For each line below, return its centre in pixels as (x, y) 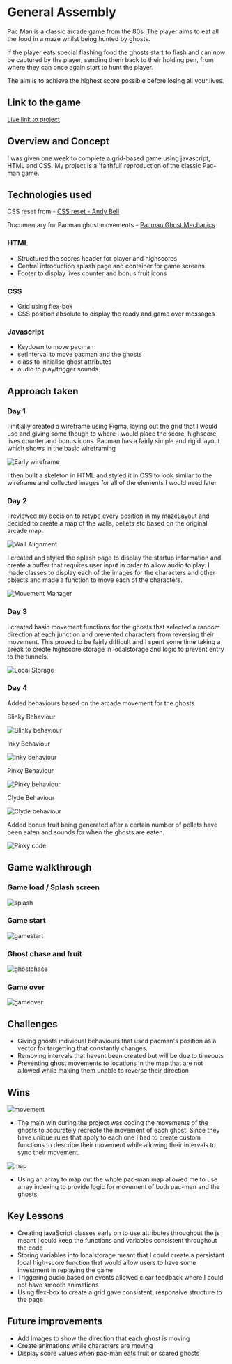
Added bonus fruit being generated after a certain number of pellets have (113, 825)
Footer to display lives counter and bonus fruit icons (92, 273)
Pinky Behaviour (31, 770)
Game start (27, 921)
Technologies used (49, 195)
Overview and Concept (58, 141)
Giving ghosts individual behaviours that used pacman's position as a (117, 1041)
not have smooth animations (58, 1285)
